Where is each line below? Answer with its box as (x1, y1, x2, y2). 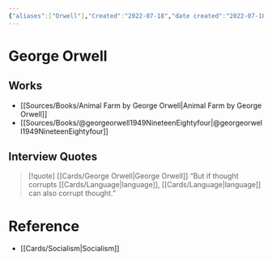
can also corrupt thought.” (28, 188, 116, 199)
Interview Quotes (8, 150, 98, 164)
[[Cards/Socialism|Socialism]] (19, 244, 120, 254)
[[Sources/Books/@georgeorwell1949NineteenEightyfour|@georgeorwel (19, 118, 263, 127)
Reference (8, 216, 79, 235)
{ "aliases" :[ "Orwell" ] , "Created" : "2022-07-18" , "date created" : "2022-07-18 (8, 11, 266, 20)
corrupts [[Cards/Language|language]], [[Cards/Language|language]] (28, 180, 261, 190)
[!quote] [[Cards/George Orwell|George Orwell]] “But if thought (28, 171, 239, 181)
